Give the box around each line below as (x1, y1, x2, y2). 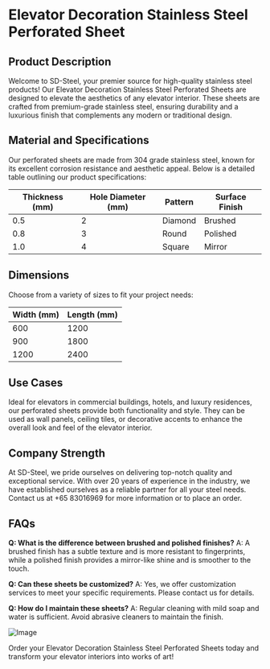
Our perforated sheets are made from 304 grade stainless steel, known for (8, 155, 256, 164)
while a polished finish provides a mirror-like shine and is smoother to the (8, 555, 252, 565)
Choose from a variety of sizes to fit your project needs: (8, 290, 194, 299)
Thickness (22, 191, 63, 202)
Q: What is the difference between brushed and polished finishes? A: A (8, 538, 251, 548)
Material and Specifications (8, 134, 150, 147)
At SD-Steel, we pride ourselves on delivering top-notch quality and (8, 468, 233, 477)
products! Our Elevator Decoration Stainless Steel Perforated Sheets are (8, 85, 247, 94)
